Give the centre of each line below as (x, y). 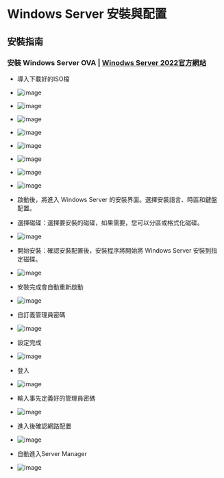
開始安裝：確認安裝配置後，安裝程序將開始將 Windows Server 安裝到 (114, 250)
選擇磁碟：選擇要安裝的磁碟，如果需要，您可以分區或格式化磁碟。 (110, 223)
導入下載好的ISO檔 (43, 79)
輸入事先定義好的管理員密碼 (56, 398)
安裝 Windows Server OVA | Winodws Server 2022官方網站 (107, 62)
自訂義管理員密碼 (41, 314)
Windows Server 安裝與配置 (87, 14)
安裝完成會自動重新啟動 (50, 287)
